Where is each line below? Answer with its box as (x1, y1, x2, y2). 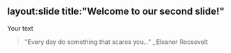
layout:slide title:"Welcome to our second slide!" (7, 6, 225, 17)
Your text (7, 24, 34, 32)
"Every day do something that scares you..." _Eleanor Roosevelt (24, 38, 209, 46)
